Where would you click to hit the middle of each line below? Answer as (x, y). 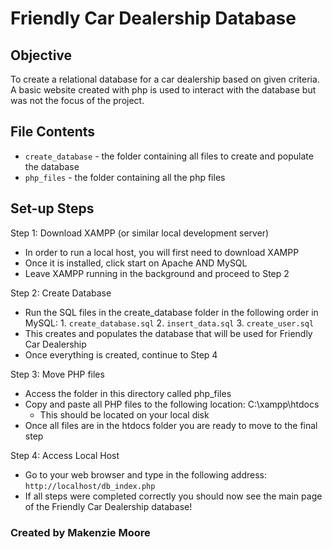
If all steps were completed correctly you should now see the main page (173, 496)
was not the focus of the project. (77, 100)
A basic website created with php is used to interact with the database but (163, 90)
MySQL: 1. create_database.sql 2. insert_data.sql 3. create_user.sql (169, 323)
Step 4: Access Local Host (65, 455)
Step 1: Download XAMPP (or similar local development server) (140, 233)
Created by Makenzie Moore (80, 532)
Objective (41, 55)
